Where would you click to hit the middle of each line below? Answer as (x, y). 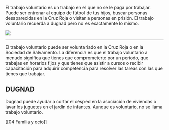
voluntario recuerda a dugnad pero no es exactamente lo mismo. (72, 23)
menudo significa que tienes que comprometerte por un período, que (77, 58)
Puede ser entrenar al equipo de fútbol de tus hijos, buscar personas (76, 13)
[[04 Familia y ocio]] (26, 122)
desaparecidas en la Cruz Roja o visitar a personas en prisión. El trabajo (80, 18)
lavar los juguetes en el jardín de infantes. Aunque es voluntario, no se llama (84, 107)
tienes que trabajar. (25, 74)
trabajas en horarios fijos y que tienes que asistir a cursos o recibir (74, 63)
